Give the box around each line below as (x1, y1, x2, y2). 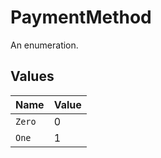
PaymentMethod (10, 6, 152, 29)
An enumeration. (10, 39, 79, 51)
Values (10, 68, 55, 85)
